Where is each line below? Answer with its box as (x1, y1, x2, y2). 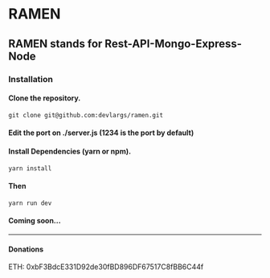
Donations (8, 244, 44, 254)
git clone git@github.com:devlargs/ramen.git (8, 111, 163, 119)
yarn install (8, 164, 52, 173)
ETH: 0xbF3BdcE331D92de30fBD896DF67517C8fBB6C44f (8, 262, 204, 272)
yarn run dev (8, 198, 52, 207)
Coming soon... (8, 216, 62, 226)
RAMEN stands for (8, 37, 103, 51)
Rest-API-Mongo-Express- (104, 37, 243, 51)
